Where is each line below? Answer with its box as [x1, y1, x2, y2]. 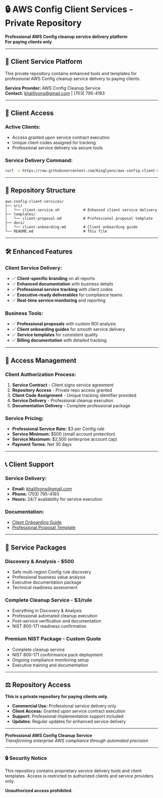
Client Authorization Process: [5, 371, 77, 378]
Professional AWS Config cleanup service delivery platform [5, 34, 128, 39]
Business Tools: [5, 310, 44, 317]
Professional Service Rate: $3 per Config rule [12, 426, 105, 432]
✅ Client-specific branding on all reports [12, 276, 96, 282]
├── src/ [5, 203, 23, 209]
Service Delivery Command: [5, 157, 73, 164]
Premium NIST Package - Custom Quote [5, 635, 101, 642]
